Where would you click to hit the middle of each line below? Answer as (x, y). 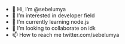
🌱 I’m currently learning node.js (51, 22)
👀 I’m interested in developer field (53, 15)
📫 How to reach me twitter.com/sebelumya (65, 35)
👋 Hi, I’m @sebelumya (39, 9)
